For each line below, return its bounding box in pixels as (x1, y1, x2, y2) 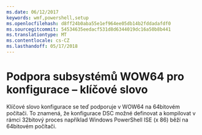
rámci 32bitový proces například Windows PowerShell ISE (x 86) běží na (6, 116, 189, 123)
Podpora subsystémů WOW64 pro (6, 70, 185, 83)
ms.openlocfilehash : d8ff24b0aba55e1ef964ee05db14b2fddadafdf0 (6, 20, 171, 26)
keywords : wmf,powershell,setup (6, 15, 89, 21)
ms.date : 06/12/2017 (6, 9, 59, 15)
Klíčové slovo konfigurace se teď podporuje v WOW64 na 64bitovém (6, 102, 181, 110)
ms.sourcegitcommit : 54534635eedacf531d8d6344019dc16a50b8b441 (6, 26, 171, 33)
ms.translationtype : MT (6, 32, 67, 38)
